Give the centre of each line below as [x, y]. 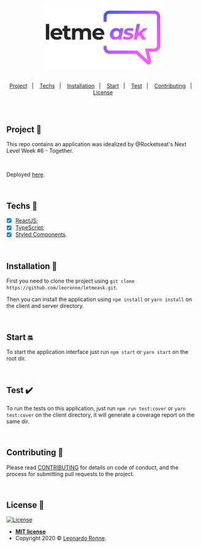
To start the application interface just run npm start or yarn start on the [97, 352]
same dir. [18, 421]
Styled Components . [41, 235]
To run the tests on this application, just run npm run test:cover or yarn [96, 408]
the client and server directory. [45, 306]
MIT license [30, 532]
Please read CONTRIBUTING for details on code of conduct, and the [93, 467]
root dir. [16, 359]
